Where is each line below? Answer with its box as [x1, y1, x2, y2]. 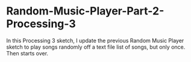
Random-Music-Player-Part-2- [6, 4, 164, 18]
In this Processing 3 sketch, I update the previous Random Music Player [6, 37, 184, 44]
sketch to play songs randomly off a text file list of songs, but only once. [6, 43, 186, 51]
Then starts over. [6, 49, 49, 57]
